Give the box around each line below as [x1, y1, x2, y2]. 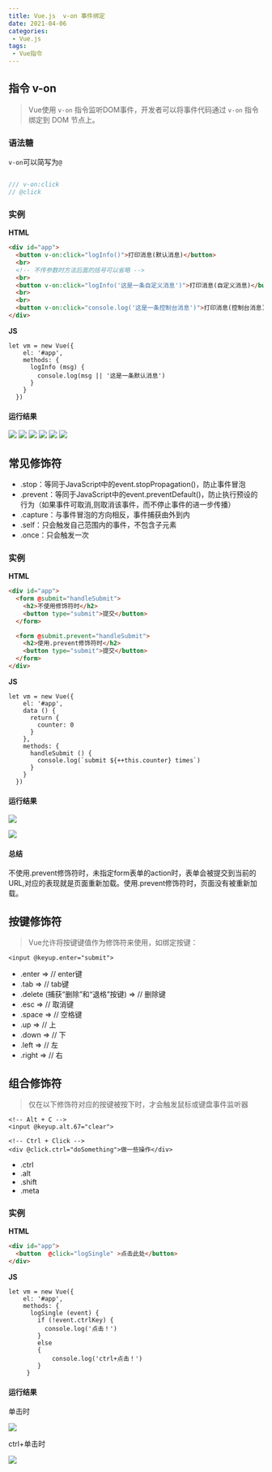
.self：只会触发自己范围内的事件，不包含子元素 [19, 520, 176, 529]
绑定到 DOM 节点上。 [28, 114, 100, 124]
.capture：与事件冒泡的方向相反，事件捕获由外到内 [19, 509, 190, 520]
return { [29, 714, 60, 722]
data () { [23, 706, 57, 714]
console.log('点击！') [44, 1324, 117, 1332]
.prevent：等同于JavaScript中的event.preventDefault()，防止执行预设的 [19, 489, 258, 499]
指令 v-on [8, 82, 57, 96]
